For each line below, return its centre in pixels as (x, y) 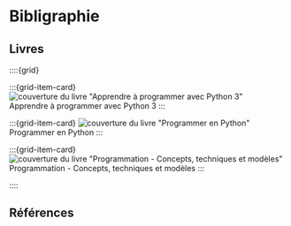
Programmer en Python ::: (56, 132)
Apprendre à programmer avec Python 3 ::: (87, 106)
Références (42, 213)
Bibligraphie (54, 16)
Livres (27, 49)
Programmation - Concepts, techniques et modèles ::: (107, 168)
